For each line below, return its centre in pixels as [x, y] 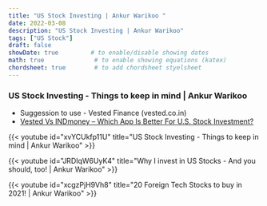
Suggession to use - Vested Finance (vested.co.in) [103, 113]
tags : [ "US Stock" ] [41, 38]
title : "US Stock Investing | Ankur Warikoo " [87, 16]
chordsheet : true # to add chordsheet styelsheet [105, 68]
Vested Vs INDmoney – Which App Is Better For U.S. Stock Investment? [137, 121]
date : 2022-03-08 [37, 23]
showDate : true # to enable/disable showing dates [109, 53]
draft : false [30, 46]
